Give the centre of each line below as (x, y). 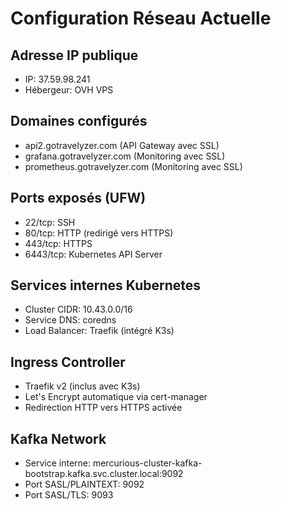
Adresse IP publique (74, 55)
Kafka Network (58, 438)
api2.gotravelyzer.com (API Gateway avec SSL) (122, 145)
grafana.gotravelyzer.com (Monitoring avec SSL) (125, 156)
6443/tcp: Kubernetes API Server (93, 254)
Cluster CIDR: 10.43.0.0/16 (78, 309)
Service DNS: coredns (70, 320)
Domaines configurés (79, 121)
